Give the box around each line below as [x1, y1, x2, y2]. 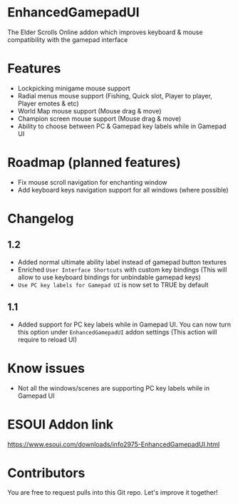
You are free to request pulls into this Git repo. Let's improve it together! [7, 488, 218, 497]
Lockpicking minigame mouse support [17, 83, 130, 93]
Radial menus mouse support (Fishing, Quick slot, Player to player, [17, 91, 212, 100]
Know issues [7, 360, 86, 376]
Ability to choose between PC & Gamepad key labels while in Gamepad [17, 122, 227, 130]
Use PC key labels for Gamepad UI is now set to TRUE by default [17, 280, 209, 289]
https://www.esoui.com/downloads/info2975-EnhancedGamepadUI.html [7, 440, 220, 448]
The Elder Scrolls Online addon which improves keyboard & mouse [7, 28, 203, 36]
